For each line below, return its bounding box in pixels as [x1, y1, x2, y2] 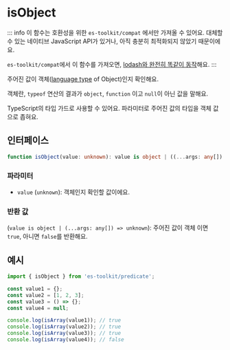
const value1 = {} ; [7, 285, 63, 292]
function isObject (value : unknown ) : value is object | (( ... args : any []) [7, 153, 223, 160]
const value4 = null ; [7, 305, 69, 311]
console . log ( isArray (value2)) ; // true [7, 323, 122, 331]
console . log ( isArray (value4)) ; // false [7, 336, 125, 343]
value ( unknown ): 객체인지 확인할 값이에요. [16, 188, 130, 196]
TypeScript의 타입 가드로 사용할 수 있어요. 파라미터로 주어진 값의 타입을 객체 [7, 104, 211, 112]
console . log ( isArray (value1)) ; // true [7, 317, 122, 324]
